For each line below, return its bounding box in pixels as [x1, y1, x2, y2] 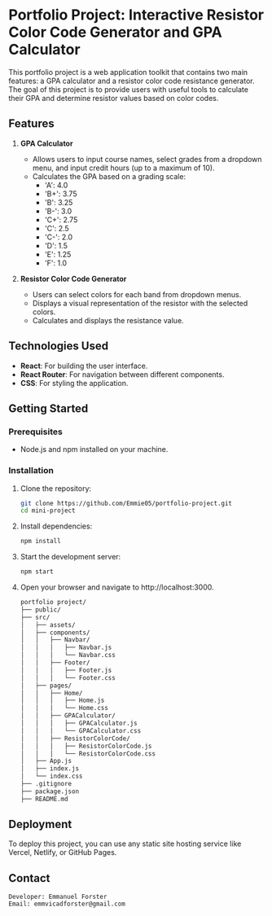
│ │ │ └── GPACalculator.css [20, 726, 142, 734]
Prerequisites [8, 426, 63, 437]
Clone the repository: [20, 483, 92, 493]
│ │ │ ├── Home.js [20, 696, 105, 705]
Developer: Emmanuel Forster [8, 893, 107, 901]
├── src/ [20, 613, 50, 621]
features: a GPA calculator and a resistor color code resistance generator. [8, 76, 255, 85]
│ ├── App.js [20, 757, 72, 765]
